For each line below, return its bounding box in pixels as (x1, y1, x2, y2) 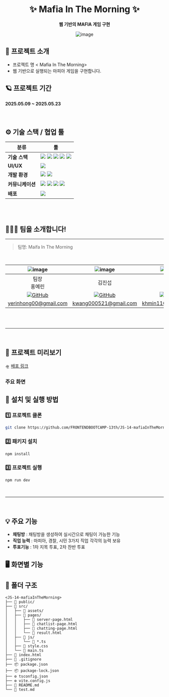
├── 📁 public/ (5, 599, 35, 604)
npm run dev (5, 477, 30, 482)
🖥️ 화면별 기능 (5, 560, 44, 569)
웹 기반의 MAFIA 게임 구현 (58, 21, 111, 27)
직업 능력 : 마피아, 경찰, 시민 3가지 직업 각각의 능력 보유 (12, 538, 121, 544)
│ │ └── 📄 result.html (5, 630, 62, 635)
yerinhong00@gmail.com (8, 299, 68, 306)
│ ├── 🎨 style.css (5, 644, 49, 649)
